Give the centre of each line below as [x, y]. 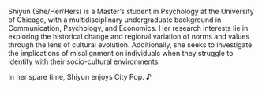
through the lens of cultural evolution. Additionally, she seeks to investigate [130, 45]
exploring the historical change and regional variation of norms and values [129, 36]
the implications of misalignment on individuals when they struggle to [121, 53]
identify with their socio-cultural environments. [84, 61]
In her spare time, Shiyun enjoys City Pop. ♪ [80, 77]
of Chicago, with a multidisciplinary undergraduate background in [115, 20]
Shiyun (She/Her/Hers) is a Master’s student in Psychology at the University [131, 11]
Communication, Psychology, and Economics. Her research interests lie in [128, 28]
